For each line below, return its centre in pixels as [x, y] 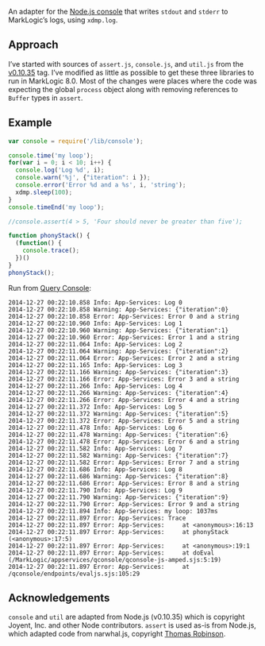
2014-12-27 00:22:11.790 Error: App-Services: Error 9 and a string [124, 504]
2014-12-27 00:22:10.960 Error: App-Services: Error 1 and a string [124, 337]
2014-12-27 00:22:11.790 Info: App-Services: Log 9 [95, 490]
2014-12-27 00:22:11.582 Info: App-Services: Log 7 [95, 448]
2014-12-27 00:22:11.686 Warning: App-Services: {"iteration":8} [118, 476]
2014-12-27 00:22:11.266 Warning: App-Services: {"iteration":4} [118, 393]
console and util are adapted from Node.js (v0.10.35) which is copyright [127, 617]
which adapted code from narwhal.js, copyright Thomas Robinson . [117, 634]
